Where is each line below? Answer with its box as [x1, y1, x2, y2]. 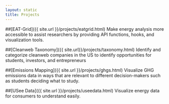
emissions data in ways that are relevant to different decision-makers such [5, 72, 161, 78]
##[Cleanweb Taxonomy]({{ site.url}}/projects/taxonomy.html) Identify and [5, 46, 161, 53]
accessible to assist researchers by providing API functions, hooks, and [5, 31, 154, 37]
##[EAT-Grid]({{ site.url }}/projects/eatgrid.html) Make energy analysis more [5, 26, 164, 32]
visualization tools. [5, 36, 44, 43]
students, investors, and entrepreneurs [5, 57, 87, 63]
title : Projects [5, 12, 39, 17]
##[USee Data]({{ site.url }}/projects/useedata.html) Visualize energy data [5, 87, 160, 93]
